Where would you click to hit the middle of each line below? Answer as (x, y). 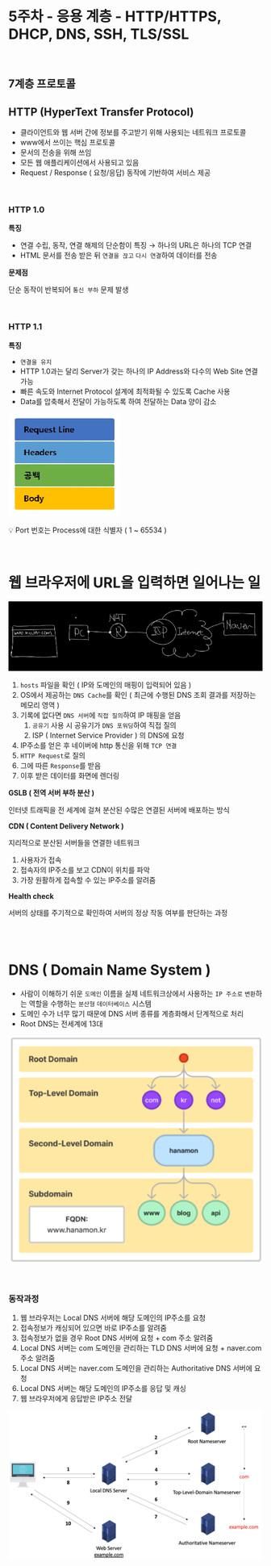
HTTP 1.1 (25, 327)
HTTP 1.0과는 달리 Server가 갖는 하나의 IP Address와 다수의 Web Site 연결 (139, 371)
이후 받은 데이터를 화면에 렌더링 (69, 776)
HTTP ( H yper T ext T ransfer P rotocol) (101, 112)
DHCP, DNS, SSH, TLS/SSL (99, 34)
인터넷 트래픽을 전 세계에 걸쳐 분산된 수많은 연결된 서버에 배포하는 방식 (119, 810)
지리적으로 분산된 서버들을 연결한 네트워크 (74, 843)
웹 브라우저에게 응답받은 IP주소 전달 (76, 1399)
